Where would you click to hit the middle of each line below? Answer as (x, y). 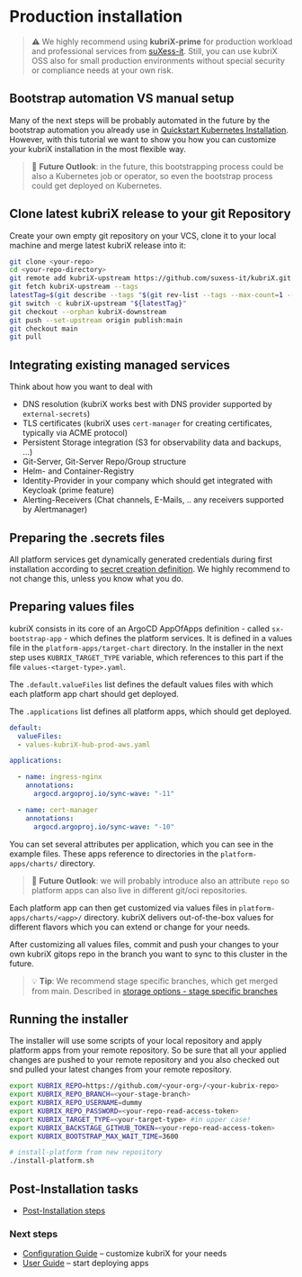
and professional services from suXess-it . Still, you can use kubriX (154, 50)
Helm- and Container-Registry (78, 471)
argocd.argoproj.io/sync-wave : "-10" (104, 827)
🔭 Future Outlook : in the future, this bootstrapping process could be (158, 166)
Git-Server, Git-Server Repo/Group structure (104, 462)
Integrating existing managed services (120, 365)
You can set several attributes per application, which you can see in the (142, 844)
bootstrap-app (36, 638)
